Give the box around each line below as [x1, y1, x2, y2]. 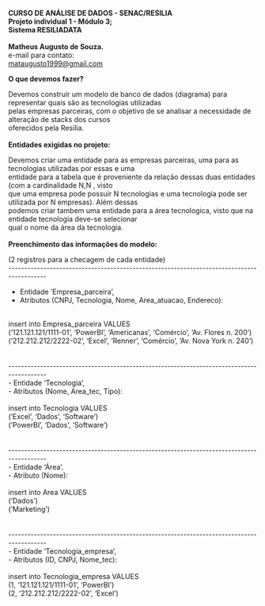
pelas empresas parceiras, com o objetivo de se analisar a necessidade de [8, 106, 252, 116]
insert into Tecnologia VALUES [8, 403, 108, 413]
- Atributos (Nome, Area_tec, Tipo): [8, 387, 123, 396]
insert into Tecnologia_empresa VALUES [8, 572, 139, 581]
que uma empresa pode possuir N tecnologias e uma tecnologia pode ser [8, 189, 248, 198]
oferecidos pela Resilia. [8, 124, 85, 132]
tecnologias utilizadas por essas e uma [8, 164, 135, 173]
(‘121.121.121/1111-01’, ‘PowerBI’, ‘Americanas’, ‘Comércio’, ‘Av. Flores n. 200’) [8, 328, 252, 337]
